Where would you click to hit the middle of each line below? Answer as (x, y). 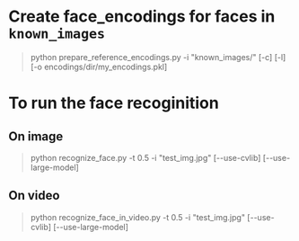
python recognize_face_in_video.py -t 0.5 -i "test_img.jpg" (138, 217)
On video (34, 196)
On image (36, 136)
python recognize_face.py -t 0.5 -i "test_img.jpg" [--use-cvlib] (145, 157)
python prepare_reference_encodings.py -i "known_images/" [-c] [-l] (158, 57)
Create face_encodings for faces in (142, 17)
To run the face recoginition (114, 103)
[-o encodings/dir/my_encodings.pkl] (99, 67)
